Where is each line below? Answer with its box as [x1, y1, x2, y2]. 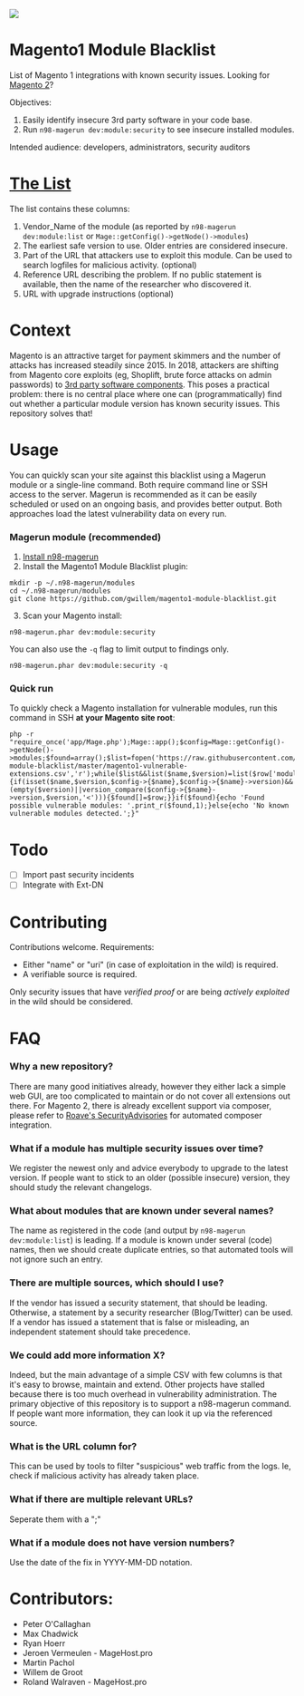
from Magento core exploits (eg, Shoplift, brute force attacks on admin [9, 369, 272, 380]
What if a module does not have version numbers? [9, 1536, 235, 1549]
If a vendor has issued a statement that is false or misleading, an [9, 1316, 250, 1327]
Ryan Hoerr [22, 1637, 66, 1649]
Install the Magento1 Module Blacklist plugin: [22, 561, 188, 572]
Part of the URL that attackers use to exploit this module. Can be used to [22, 249, 292, 260]
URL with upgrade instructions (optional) [22, 288, 175, 299]
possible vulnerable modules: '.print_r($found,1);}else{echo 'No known [9, 801, 290, 810]
